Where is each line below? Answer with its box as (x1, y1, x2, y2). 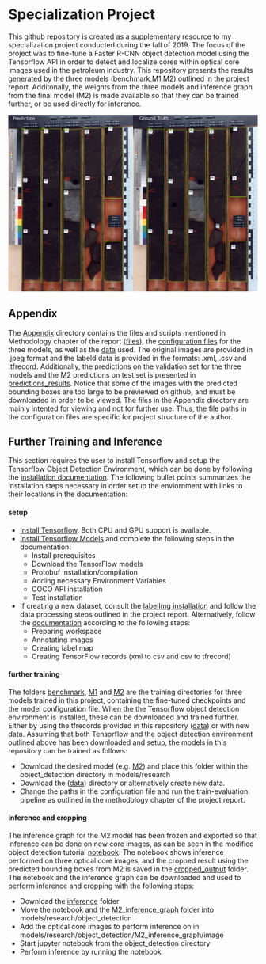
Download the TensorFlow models (31, 559, 143, 568)
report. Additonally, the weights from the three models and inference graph (8, 82, 253, 92)
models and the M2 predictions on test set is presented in (8, 370, 196, 379)
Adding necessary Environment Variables (31, 575, 166, 585)
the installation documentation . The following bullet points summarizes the (8, 473, 251, 482)
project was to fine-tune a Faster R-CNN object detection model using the (8, 48, 249, 58)
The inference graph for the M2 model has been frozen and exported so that (8, 831, 257, 840)
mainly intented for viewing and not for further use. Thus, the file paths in (8, 404, 247, 413)
